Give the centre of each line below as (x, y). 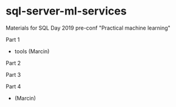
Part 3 (13, 74)
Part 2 (13, 63)
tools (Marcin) (32, 51)
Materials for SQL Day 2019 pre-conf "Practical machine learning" (88, 28)
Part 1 (13, 39)
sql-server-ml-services (66, 11)
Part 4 (13, 86)
